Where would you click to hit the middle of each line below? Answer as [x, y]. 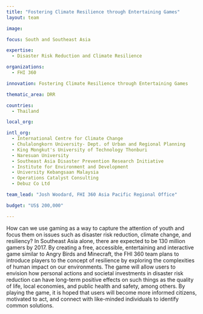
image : [15, 28]
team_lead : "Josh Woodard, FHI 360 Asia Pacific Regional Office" [92, 195]
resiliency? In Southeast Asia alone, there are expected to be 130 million [96, 241]
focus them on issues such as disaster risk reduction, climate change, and [99, 235]
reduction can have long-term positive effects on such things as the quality [100, 279]
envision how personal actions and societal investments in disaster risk [95, 273]
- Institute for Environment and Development [70, 167]
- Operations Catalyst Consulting [55, 178]
